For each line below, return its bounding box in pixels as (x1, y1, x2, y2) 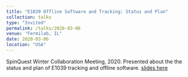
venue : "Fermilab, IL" (6, 31, 62, 37)
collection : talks (6, 14, 52, 20)
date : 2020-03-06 (6, 36, 49, 42)
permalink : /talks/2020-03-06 (6, 25, 81, 31)
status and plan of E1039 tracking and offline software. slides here (6, 64, 168, 71)
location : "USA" (6, 42, 46, 48)
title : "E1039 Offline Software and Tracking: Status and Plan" (6, 8, 168, 15)
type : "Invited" (6, 20, 46, 25)
